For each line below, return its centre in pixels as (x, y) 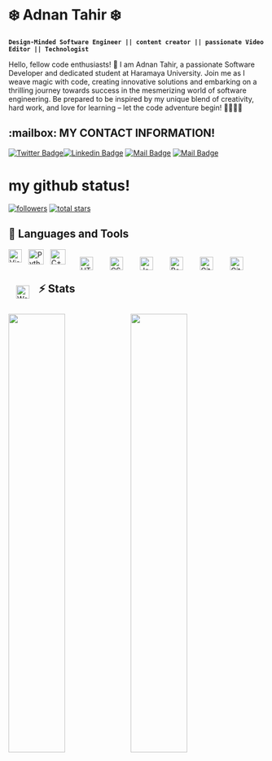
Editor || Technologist (49, 49)
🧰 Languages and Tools (69, 234)
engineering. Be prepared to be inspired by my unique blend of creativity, (131, 98)
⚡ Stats (57, 289)
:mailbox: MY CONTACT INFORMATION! (112, 133)
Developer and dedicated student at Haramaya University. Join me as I (127, 72)
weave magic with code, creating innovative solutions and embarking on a (133, 81)
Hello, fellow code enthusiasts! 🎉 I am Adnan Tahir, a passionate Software (132, 64)
